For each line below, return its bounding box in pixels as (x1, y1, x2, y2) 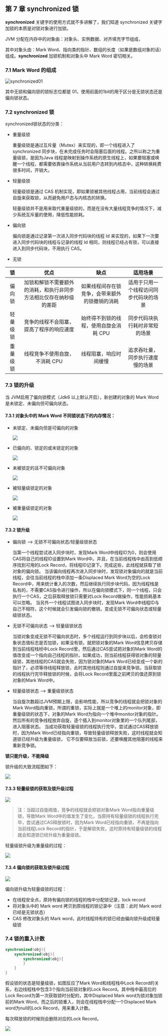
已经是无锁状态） (12, 909, 48, 915)
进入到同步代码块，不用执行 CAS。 (12, 245, 84, 251)
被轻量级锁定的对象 (12, 485, 52, 491)
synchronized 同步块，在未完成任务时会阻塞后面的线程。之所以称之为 (12, 148, 156, 154)
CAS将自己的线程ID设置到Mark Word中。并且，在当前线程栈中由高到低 (12, 556, 158, 562)
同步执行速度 (128, 354, 158, 361)
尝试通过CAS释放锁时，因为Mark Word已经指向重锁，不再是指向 (26, 820, 159, 826)
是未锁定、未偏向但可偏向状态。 (5, 400, 71, 406)
